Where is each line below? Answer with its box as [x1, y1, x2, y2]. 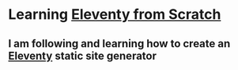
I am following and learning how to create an [8, 37, 231, 50]
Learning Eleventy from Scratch [8, 6, 221, 24]
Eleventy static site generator [8, 49, 157, 62]
